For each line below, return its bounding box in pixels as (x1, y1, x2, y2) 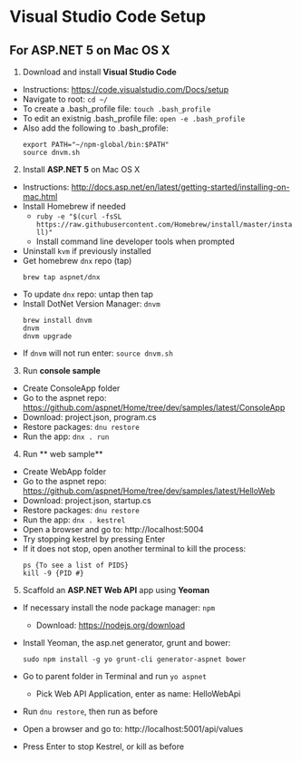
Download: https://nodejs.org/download (35, 620, 186, 630)
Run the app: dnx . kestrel (22, 514, 126, 525)
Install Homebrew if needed (22, 201, 126, 211)
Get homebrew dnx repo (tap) (22, 256, 132, 266)
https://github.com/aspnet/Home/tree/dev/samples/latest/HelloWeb (22, 485, 276, 496)
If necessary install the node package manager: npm (22, 602, 216, 613)
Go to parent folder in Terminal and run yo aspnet (22, 671, 207, 681)
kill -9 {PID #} (22, 569, 84, 578)
